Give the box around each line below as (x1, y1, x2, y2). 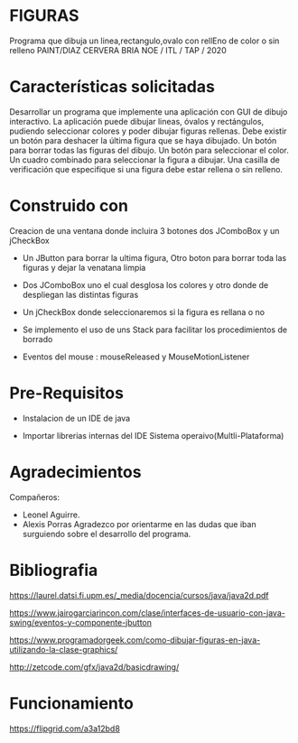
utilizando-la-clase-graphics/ (9, 644, 118, 655)
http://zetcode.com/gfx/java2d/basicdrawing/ (9, 661, 180, 673)
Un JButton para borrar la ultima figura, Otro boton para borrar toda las (22, 252, 287, 263)
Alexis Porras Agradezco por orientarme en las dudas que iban (22, 518, 256, 529)
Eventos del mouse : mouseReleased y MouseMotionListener (22, 351, 250, 362)
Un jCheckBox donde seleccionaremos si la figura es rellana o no (22, 306, 265, 317)
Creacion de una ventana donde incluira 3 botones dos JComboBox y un (9, 225, 280, 236)
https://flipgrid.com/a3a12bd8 (9, 723, 120, 734)
